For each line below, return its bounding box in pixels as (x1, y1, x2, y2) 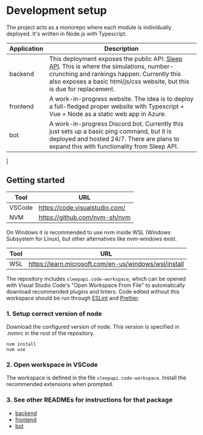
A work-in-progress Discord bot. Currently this (49, 119, 184, 127)
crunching (49, 69, 79, 78)
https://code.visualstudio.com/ (38, 203, 126, 211)
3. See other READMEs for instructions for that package (6, 396, 173, 404)
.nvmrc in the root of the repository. (6, 330, 95, 337)
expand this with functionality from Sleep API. (49, 142, 179, 150)
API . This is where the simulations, (49, 62, 146, 70)
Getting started (6, 175, 65, 185)
